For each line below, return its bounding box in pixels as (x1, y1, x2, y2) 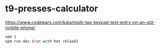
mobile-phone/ (5, 24, 36, 30)
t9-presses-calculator (5, 3, 98, 14)
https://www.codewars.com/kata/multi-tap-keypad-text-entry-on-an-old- (5, 19, 156, 25)
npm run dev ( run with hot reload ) (5, 39, 79, 44)
